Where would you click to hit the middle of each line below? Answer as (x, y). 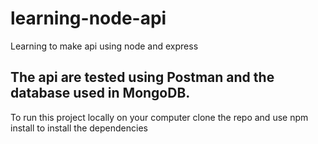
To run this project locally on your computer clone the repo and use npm (159, 117)
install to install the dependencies (79, 128)
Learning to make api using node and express (104, 46)
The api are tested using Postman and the (142, 77)
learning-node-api (88, 18)
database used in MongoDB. (100, 93)
